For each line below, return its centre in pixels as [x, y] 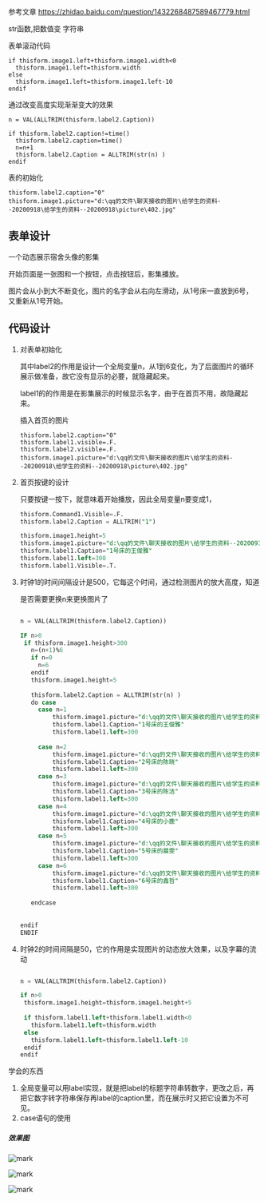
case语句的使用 [45, 1118]
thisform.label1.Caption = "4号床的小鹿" [115, 821]
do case [43, 702]
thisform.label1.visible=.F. [68, 442]
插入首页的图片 [44, 420]
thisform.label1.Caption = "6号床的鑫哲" [115, 881]
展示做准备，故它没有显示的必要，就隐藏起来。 [97, 376]
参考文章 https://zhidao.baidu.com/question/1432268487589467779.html [129, 12]
